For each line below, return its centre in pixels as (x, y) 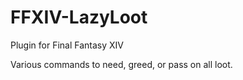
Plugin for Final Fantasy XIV (67, 45)
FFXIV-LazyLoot (79, 17)
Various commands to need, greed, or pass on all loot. (121, 64)
